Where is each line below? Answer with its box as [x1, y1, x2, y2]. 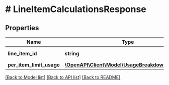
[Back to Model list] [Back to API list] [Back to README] [5, 74, 121, 80]
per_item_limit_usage [8, 61, 60, 68]
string [64, 50, 79, 57]
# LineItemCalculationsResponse [5, 4, 147, 15]
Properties [5, 24, 39, 32]
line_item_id [8, 50, 37, 57]
